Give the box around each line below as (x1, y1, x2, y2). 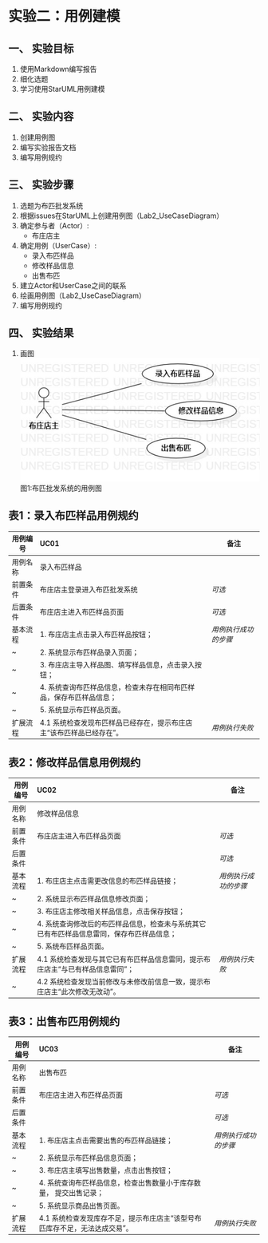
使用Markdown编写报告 (19, 65, 97, 73)
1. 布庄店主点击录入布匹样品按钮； (39, 630, 153, 639)
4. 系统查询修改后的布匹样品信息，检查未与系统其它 (37, 919, 207, 928)
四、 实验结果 (8, 327, 74, 340)
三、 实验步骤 (8, 178, 74, 192)
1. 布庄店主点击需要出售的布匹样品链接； (38, 1135, 173, 1145)
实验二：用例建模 (8, 7, 121, 26)
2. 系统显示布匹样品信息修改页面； (37, 893, 151, 903)
